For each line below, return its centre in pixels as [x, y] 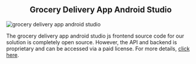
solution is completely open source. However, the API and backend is [92, 42]
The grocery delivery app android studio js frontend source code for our [95, 36]
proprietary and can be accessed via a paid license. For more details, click [98, 48]
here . [13, 55]
